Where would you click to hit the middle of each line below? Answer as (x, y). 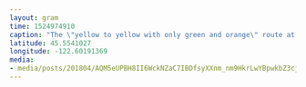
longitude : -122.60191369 (58, 52)
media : (22, 60)
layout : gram (34, 18)
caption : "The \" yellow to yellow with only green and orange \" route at (153, 34)
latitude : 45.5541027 (51, 43)
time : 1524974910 (42, 26)
